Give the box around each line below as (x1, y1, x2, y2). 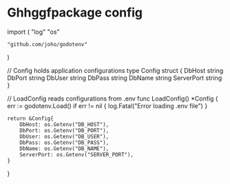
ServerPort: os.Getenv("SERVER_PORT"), (19, 151, 134, 158)
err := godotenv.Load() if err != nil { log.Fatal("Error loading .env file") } (7, 101, 208, 110)
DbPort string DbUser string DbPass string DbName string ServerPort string (7, 74, 222, 82)
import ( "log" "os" (7, 28, 60, 36)
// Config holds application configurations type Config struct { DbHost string (7, 66, 224, 74)
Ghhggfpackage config (7, 5, 143, 21)
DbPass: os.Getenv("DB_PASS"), (19, 139, 109, 146)
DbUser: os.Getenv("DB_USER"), (19, 133, 109, 140)
